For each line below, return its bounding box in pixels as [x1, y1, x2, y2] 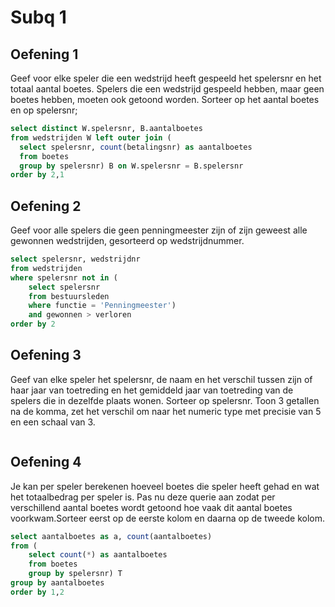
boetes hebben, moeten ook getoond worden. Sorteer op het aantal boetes [10, 94, 320, 105]
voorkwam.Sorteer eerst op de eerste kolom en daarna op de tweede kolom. [10, 512, 326, 524]
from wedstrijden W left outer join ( [10, 132, 172, 143]
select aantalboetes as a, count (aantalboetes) [10, 531, 213, 541]
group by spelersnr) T [28, 569, 123, 579]
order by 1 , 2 [10, 587, 65, 597]
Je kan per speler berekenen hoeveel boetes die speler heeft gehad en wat [10, 480, 320, 492]
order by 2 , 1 [10, 170, 65, 180]
